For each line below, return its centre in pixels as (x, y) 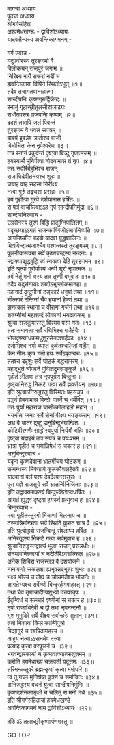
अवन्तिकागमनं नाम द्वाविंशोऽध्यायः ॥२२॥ (49, 708)
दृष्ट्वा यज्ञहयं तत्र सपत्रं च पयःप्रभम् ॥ (46, 438)
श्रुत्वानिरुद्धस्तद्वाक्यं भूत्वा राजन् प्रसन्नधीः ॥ (51, 546)
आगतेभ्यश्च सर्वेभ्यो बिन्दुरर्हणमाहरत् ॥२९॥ (52, 584)
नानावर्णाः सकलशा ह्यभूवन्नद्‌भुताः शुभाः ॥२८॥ (54, 569)
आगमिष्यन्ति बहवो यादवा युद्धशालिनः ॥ (47, 238)
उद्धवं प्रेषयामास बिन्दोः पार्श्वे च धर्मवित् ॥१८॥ (54, 400)
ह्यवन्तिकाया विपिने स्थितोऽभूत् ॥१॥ (45, 84)
